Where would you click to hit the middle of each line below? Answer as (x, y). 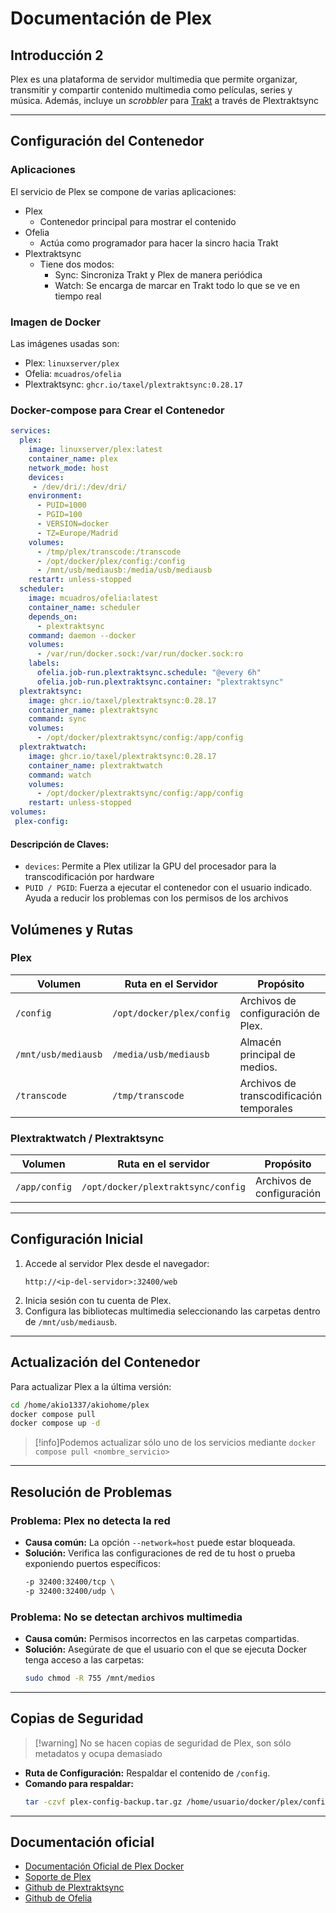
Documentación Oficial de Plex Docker (104, 1866)
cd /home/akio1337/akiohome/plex (80, 1405)
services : (31, 431)
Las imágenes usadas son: (65, 343)
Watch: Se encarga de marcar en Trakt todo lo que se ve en (177, 285)
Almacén (260, 1042)
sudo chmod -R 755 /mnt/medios (90, 1678)
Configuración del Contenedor (107, 141)
